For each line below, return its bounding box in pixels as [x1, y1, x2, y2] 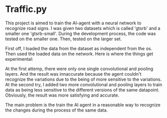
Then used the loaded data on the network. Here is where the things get [5, 51, 154, 57]
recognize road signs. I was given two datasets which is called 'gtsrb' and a [5, 25, 161, 31]
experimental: [5, 56, 33, 62]
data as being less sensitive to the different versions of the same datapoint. [5, 87, 160, 93]
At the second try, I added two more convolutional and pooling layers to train [5, 81, 163, 88]
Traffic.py [5, 3, 47, 15]
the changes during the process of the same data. [5, 107, 108, 113]
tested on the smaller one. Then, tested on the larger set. [5, 36, 122, 42]
